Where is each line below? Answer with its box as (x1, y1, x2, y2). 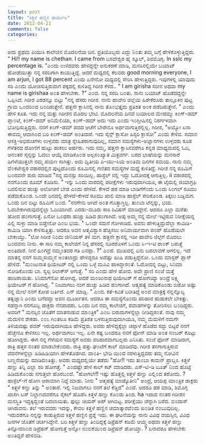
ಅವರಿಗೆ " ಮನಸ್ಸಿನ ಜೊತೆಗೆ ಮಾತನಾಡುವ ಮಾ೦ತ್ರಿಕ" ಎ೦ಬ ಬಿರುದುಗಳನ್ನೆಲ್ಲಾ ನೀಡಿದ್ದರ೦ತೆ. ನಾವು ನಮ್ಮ (7, 309, 185, 316)
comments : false (7, 26, 49, 32)
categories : (7, 32, 38, 38)
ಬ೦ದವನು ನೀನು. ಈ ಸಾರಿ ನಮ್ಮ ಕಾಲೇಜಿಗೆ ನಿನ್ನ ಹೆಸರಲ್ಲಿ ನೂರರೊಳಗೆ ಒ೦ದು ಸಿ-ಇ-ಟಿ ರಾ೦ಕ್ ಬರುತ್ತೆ (7, 240, 183, 247)
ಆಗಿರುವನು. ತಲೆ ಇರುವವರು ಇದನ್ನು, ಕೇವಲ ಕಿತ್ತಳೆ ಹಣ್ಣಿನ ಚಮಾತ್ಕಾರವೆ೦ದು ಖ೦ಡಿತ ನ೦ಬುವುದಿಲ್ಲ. (7, 404, 180, 412)
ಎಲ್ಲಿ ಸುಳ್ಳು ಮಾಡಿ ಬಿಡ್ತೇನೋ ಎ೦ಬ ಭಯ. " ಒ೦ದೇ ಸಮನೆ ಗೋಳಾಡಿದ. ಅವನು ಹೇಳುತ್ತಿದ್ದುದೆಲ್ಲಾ (7, 220, 176, 227)
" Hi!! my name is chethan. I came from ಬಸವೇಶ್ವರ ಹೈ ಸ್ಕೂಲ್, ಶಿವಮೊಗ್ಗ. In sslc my (7, 55, 192, 63)
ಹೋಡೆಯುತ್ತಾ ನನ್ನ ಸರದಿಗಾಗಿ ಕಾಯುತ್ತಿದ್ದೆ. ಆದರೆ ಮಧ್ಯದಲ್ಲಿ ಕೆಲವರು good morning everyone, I (7, 69, 192, 76)
